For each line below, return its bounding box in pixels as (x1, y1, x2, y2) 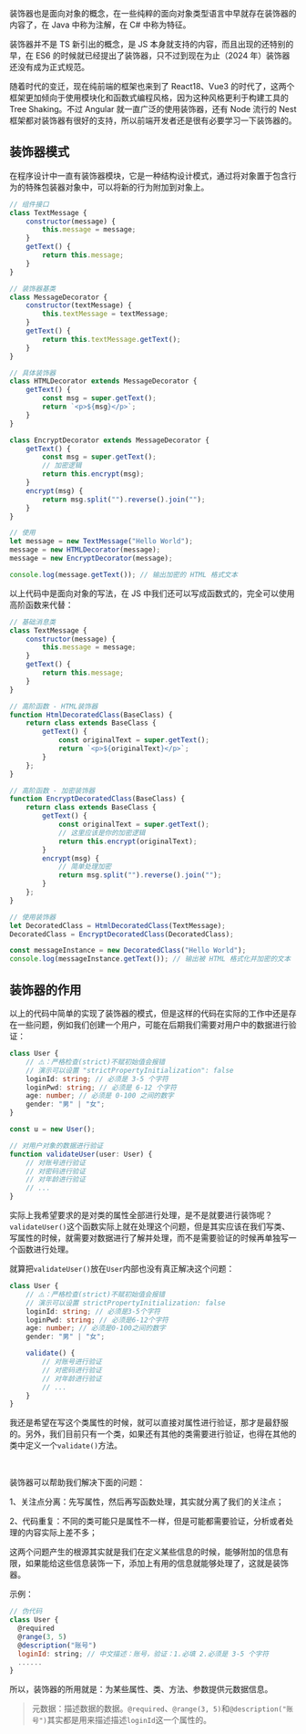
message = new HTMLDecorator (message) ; (9, 545, 161, 554)
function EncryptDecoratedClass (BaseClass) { (9, 794, 185, 804)
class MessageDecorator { (9, 293, 107, 302)
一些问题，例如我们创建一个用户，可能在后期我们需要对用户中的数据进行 (16, 1019, 289, 1030)
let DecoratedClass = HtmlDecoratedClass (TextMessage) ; (9, 921, 226, 930)
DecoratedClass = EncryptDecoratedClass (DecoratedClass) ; (9, 929, 234, 939)
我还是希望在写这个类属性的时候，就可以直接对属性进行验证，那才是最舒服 (9, 1417, 289, 1429)
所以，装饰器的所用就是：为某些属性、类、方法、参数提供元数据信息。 (9, 1684, 273, 1695)
